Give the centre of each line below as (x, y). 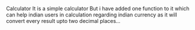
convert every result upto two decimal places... (64, 21)
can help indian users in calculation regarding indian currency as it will (92, 15)
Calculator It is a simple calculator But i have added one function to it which (98, 9)
